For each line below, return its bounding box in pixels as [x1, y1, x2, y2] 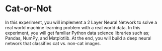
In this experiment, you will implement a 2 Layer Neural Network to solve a [5, 19, 158, 25]
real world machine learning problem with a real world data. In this [5, 24, 141, 30]
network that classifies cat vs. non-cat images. [5, 40, 101, 46]
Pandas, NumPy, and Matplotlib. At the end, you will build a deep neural [5, 35, 152, 41]
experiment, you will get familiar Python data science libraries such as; [5, 30, 150, 36]
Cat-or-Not [5, 3, 52, 14]
